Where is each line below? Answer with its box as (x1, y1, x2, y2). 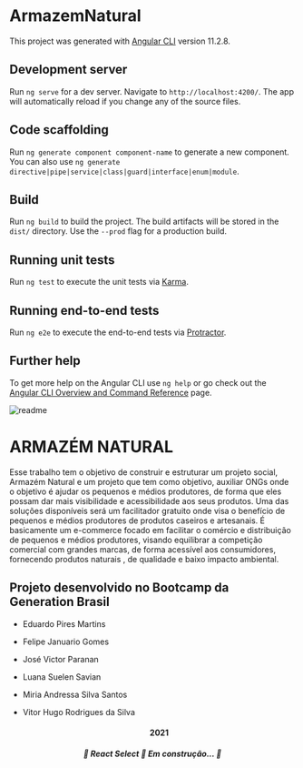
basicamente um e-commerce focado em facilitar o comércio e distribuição (9, 524, 292, 535)
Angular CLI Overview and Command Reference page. (9, 387, 212, 398)
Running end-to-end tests (9, 302, 160, 318)
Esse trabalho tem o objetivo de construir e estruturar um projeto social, (9, 466, 279, 478)
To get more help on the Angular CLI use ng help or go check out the (9, 377, 267, 388)
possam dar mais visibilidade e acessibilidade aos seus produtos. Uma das (9, 495, 289, 506)
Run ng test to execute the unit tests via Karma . (9, 277, 189, 288)
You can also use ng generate (9, 156, 121, 167)
